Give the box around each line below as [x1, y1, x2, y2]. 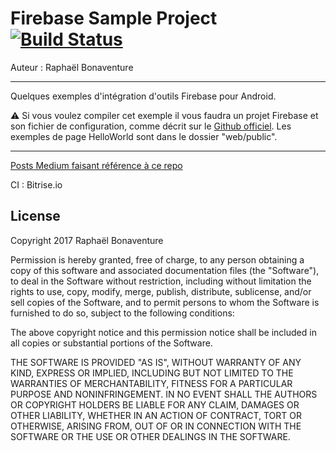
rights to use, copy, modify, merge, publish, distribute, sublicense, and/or [10, 285, 312, 297]
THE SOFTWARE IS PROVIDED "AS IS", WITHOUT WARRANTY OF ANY [10, 356, 302, 368]
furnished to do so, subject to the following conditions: [10, 307, 235, 319]
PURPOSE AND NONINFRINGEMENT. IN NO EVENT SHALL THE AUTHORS [10, 388, 318, 400]
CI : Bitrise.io [10, 178, 63, 191]
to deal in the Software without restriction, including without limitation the [10, 275, 312, 287]
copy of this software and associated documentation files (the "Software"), [10, 264, 320, 276]
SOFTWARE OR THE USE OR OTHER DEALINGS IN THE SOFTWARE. [10, 430, 291, 442]
